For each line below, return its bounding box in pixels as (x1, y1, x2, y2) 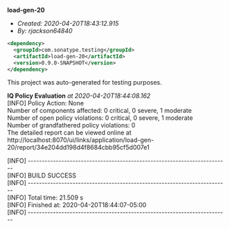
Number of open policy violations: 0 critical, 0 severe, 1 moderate (7, 114, 193, 122)
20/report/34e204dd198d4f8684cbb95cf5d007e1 (7, 143, 150, 152)
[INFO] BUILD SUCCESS (7, 171, 76, 179)
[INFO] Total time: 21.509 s (7, 193, 84, 202)
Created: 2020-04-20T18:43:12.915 (17, 19, 119, 27)
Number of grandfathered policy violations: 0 (7, 121, 136, 130)
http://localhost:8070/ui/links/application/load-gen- (7, 136, 154, 144)
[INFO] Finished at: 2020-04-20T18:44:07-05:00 (7, 201, 147, 209)
